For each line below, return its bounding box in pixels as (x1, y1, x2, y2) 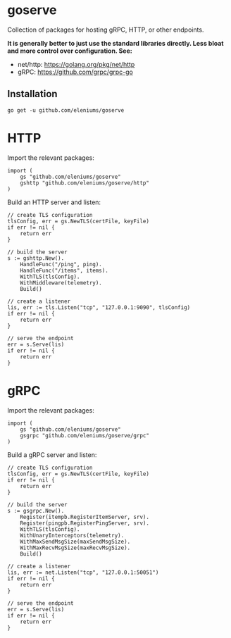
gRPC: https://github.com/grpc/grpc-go (17, 68, 134, 76)
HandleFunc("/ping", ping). (20, 261, 102, 268)
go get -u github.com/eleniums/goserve (7, 106, 125, 114)
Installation (7, 88, 58, 100)
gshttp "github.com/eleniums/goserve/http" (20, 179, 150, 187)
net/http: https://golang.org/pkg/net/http (17, 60, 135, 68)
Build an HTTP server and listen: (7, 198, 101, 206)
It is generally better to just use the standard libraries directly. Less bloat (7, 39, 224, 47)
